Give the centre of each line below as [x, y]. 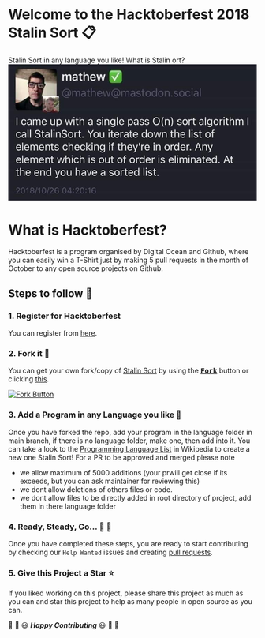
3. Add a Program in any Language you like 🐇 [95, 415]
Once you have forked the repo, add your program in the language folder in [130, 432]
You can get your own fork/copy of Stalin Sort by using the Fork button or [129, 371]
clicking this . [29, 379]
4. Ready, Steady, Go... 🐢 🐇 [60, 527]
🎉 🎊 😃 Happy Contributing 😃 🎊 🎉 [64, 625]
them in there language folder [68, 506]
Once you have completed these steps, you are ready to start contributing [128, 543]
